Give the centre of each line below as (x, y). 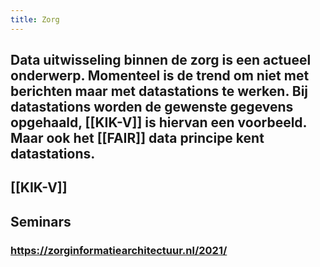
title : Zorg (35, 19)
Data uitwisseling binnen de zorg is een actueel (161, 60)
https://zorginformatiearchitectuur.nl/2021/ (119, 250)
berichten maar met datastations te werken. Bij (159, 91)
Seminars (41, 221)
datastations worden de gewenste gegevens (152, 107)
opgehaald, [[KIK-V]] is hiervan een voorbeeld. (158, 122)
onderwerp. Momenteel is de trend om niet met (160, 76)
